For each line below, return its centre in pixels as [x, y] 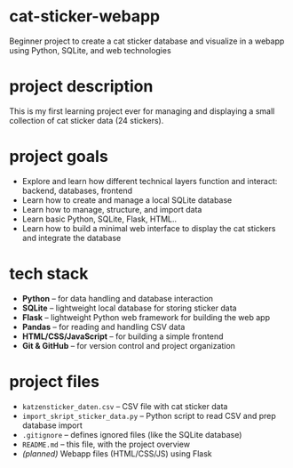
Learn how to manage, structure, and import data [112, 209]
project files [55, 381]
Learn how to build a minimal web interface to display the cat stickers [149, 228]
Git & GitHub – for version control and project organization [128, 345]
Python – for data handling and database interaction [118, 298]
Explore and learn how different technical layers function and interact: [150, 181]
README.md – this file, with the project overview [106, 444]
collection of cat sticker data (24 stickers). [87, 120]
